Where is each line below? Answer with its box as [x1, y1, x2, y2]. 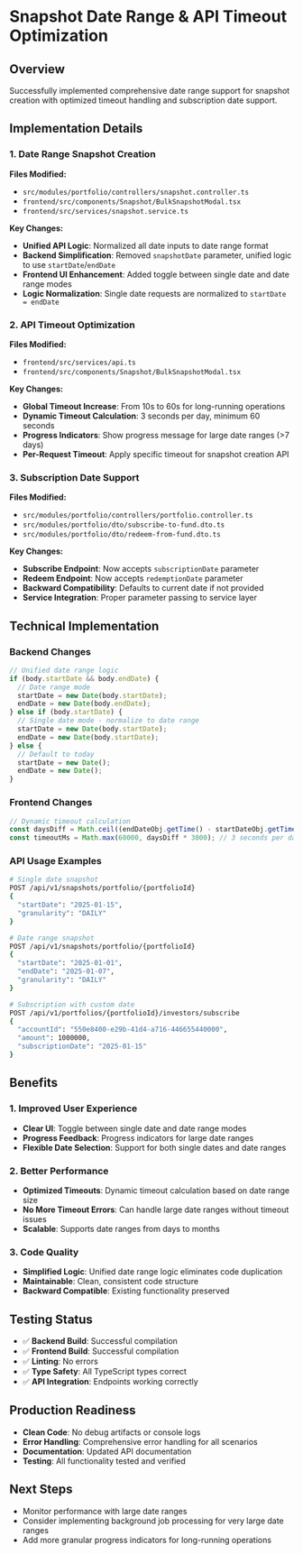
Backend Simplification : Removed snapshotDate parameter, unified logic [22, 250, 292, 261]
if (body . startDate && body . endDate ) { [9, 674, 160, 683]
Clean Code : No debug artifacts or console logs [22, 1427, 201, 1438]
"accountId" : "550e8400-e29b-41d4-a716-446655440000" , [17, 1025, 228, 1034]
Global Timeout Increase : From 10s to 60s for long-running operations [22, 400, 286, 411]
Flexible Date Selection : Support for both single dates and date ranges [22, 1142, 287, 1153]
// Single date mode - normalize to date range [17, 716, 200, 725]
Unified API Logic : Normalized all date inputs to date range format [22, 240, 269, 251]
